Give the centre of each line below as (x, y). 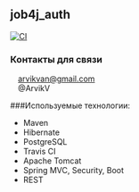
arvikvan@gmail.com (56, 79)
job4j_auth (40, 15)
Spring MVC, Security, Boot (73, 171)
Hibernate (41, 132)
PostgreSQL (45, 142)
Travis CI (39, 152)
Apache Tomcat (52, 161)
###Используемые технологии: (70, 105)
